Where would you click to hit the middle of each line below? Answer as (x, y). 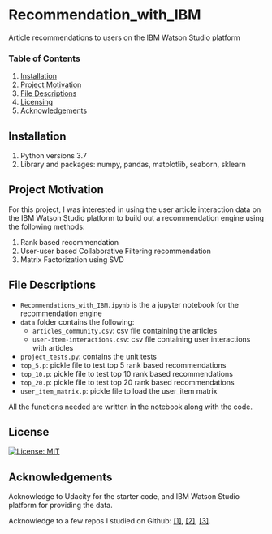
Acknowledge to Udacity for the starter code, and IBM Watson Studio (124, 497)
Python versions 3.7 (54, 156)
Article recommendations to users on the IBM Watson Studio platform (125, 37)
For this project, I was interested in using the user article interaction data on (135, 209)
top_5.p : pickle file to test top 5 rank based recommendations (123, 365)
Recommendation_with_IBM (105, 15)
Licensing (37, 102)
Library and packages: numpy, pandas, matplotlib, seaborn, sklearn (133, 165)
